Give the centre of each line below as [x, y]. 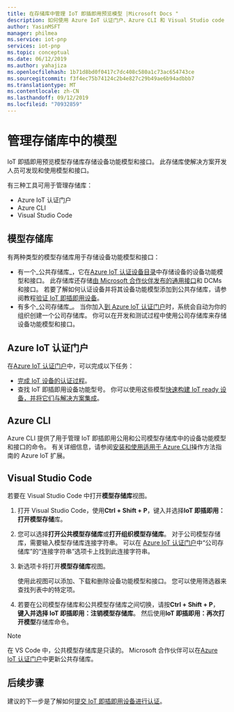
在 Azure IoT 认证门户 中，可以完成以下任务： [71, 366]
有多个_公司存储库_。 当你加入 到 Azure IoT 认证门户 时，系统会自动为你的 [122, 307]
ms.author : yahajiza [37, 65]
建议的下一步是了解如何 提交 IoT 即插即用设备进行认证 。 [86, 701]
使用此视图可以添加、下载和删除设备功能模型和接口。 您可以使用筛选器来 [122, 581]
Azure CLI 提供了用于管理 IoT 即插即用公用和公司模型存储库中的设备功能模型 [117, 438]
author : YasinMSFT [34, 26]
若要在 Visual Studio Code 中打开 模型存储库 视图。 [79, 496]
